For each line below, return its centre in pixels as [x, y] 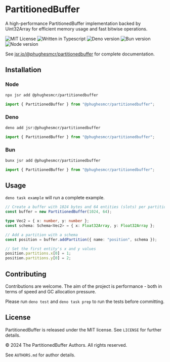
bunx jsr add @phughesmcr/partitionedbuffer [53, 160]
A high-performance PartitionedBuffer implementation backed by [73, 23]
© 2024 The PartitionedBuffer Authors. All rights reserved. [66, 345]
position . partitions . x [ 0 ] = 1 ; [38, 253]
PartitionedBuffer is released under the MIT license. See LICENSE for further [83, 329]
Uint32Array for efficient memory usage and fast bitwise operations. [76, 28]
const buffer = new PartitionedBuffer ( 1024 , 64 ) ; [59, 212]
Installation [23, 70]
